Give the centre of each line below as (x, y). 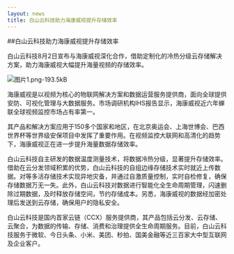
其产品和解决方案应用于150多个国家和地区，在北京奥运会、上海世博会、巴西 (116, 126)
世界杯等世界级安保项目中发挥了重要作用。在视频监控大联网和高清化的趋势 (114, 135)
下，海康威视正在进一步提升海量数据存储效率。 (74, 144)
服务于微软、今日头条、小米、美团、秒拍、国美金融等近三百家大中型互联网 (120, 234)
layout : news (26, 14)
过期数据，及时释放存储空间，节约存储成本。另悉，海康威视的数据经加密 (117, 193)
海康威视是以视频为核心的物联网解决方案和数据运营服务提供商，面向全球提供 (117, 94)
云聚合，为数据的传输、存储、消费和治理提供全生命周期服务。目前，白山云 (114, 226)
